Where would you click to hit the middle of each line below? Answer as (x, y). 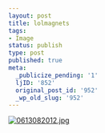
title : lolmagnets (39, 23)
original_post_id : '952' (57, 90)
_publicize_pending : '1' (57, 75)
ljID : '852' (36, 83)
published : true (35, 61)
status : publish (35, 46)
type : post (26, 53)
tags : (17, 30)
